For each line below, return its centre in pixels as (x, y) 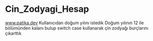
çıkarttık (13, 33)
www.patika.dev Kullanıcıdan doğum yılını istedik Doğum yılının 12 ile (75, 23)
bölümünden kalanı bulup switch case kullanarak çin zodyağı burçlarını (77, 28)
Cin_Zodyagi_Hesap (47, 9)
